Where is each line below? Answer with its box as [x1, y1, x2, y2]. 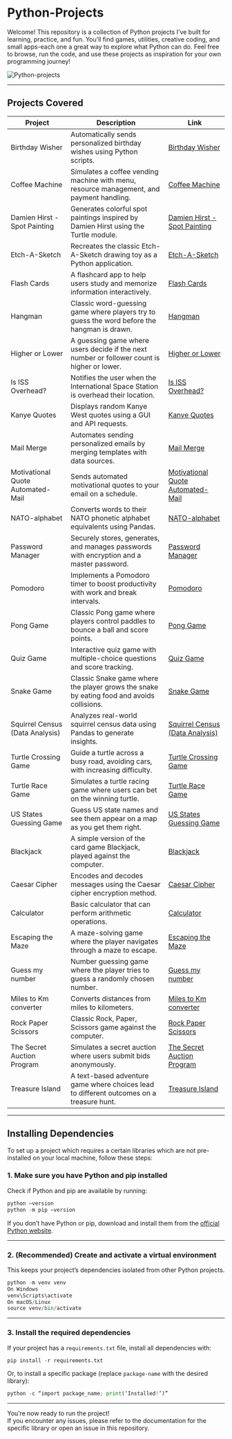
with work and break [70, 588, 137, 597]
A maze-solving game [70, 928, 144, 937]
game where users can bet [70, 785, 157, 795]
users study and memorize [70, 279, 157, 288]
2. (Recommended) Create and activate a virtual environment [7, 1250, 217, 1260]
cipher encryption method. [70, 888, 157, 898]
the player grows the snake [70, 682, 159, 691]
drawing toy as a [103, 249, 157, 259]
